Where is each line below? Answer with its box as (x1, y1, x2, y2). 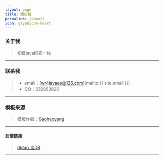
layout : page (5, 7, 32, 12)
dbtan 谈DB (17, 145, 41, 151)
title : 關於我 (5, 12, 32, 17)
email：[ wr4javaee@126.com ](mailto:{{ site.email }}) (24, 80, 130, 86)
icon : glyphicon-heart (5, 21, 51, 26)
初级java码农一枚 (17, 50, 51, 56)
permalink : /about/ (5, 16, 45, 21)
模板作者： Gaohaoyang (17, 116, 64, 122)
